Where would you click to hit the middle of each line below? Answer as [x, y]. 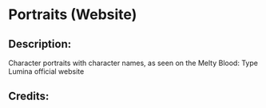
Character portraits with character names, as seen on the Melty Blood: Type [133, 63]
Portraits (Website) [73, 15]
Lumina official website [46, 71]
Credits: [29, 96]
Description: [40, 44]
